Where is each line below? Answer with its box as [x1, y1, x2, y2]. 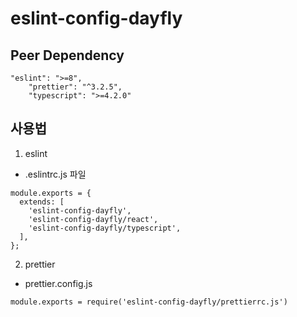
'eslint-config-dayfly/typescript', [28, 223, 182, 233]
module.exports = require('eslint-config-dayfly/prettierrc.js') [10, 297, 288, 307]
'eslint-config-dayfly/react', [28, 214, 159, 224]
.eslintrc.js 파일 [24, 168, 87, 180]
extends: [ [19, 197, 65, 207]
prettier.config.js [24, 277, 93, 289]
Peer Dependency [10, 47, 125, 64]
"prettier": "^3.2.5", [28, 82, 123, 92]
